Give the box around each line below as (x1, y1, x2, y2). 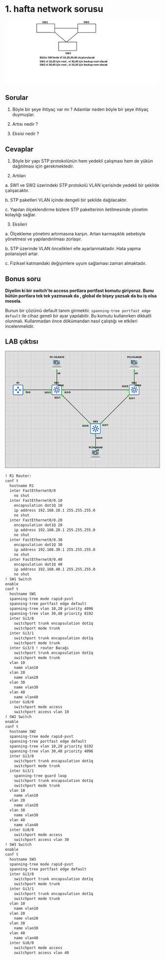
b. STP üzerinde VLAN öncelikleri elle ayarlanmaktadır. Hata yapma (5, 246, 141, 252)
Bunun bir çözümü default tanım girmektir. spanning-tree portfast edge (5, 308, 151, 314)
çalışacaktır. (5, 188, 29, 194)
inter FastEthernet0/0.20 (9, 518, 63, 523)
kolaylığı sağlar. (5, 212, 36, 218)
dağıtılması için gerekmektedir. (12, 163, 75, 169)
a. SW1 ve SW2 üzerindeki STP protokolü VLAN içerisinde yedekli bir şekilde (5, 182, 160, 188)
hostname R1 (9, 483, 34, 488)
